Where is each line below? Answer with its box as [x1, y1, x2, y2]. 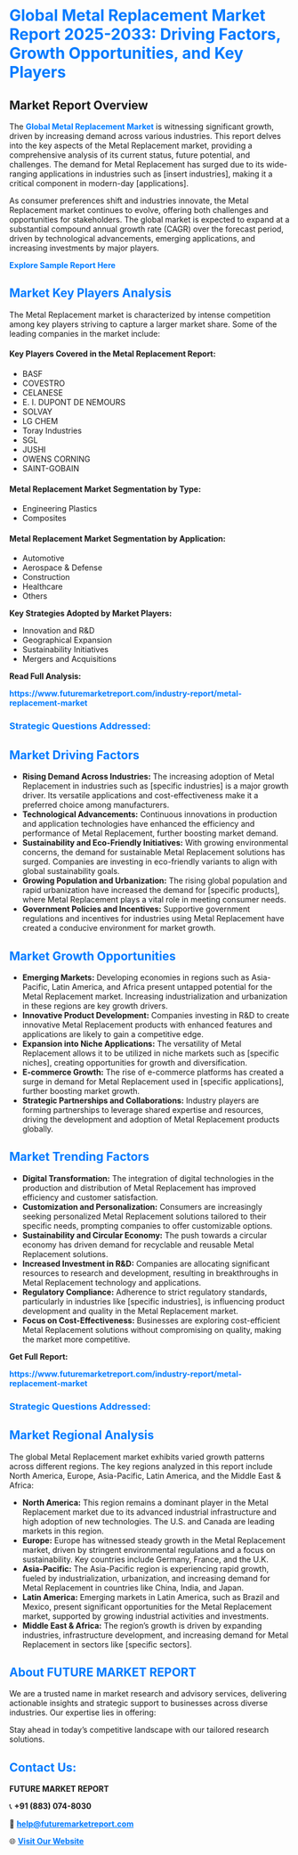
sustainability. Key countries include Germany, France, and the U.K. [21, 1554, 269, 1565]
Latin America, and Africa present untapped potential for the [52, 981, 273, 992]
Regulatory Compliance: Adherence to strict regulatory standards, [21, 1287, 268, 1297]
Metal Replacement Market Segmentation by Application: [9, 533, 226, 543]
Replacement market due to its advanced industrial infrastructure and [21, 1507, 278, 1517]
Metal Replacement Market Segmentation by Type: [9, 483, 202, 494]
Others [21, 591, 48, 601]
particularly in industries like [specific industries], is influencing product [21, 1295, 286, 1306]
